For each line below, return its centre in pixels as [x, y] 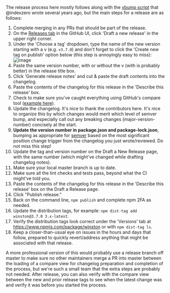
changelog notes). [32, 162]
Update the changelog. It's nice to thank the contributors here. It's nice [87, 109]
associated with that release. [43, 243]
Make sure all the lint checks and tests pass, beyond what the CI [80, 173]
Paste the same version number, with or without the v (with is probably [87, 66]
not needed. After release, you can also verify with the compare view [77, 274]
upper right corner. [33, 38]
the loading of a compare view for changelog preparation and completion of [84, 263]
